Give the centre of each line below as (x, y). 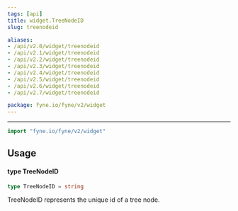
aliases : (20, 40)
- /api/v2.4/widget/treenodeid (53, 73)
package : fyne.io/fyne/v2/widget (57, 105)
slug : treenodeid (33, 27)
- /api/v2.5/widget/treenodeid (53, 79)
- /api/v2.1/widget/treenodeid (53, 53)
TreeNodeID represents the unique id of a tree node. (84, 200)
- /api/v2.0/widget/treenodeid (53, 47)
